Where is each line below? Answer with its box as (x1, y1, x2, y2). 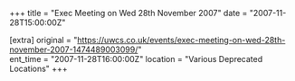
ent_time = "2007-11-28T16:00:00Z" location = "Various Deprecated (9, 54, 263, 64)
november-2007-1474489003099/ (9, 44, 138, 55)
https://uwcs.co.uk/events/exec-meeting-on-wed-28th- (76, 35, 286, 45)
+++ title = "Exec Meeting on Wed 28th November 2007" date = (9, 8, 248, 18)
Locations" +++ (9, 63, 68, 74)
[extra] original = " (9, 35, 78, 45)
